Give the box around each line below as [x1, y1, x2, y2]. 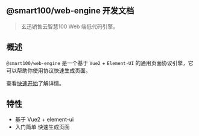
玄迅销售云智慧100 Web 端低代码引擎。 [21, 23, 119, 30]
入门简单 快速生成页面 [14, 123, 70, 131]
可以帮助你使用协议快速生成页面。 [6, 67, 91, 74]
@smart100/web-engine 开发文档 [6, 5, 134, 16]
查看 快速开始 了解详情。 [6, 79, 65, 87]
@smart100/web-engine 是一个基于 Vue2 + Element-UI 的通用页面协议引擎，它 [6, 59, 194, 66]
